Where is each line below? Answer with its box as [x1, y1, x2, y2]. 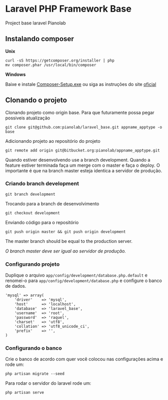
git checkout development [5, 210, 60, 216]
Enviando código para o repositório [5, 219, 79, 225]
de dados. [5, 283, 26, 289]
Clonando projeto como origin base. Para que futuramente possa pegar [5, 109, 155, 115]
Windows [5, 71, 26, 77]
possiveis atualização [5, 115, 50, 121]
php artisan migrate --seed [5, 372, 65, 377]
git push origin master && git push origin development [5, 229, 126, 234]
